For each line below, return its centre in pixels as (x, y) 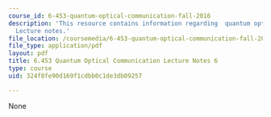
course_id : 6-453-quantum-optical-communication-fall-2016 (110, 16)
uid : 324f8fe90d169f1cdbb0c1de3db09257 (75, 76)
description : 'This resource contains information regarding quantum (129, 23)
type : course (30, 69)
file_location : (34, 38)
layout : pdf (28, 53)
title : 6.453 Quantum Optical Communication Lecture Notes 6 (113, 61)
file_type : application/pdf (56, 46)
